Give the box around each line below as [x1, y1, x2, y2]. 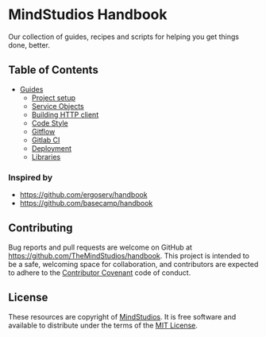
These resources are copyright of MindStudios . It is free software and [8, 312, 237, 321]
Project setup [31, 93, 76, 103]
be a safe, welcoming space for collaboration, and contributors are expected [8, 259, 259, 269]
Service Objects [31, 101, 85, 110]
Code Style [31, 118, 69, 128]
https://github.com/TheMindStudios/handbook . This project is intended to [8, 250, 250, 260]
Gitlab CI [31, 135, 60, 145]
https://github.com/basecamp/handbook [19, 199, 153, 208]
